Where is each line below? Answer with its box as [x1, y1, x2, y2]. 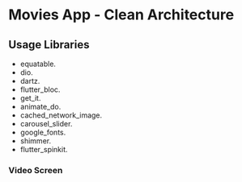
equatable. [19, 59, 57, 68]
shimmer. [19, 136, 51, 146]
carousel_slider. [19, 119, 73, 128]
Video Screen [8, 164, 63, 176]
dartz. [19, 77, 40, 85]
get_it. [19, 93, 41, 102]
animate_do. [19, 102, 62, 111]
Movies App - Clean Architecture [8, 6, 235, 24]
